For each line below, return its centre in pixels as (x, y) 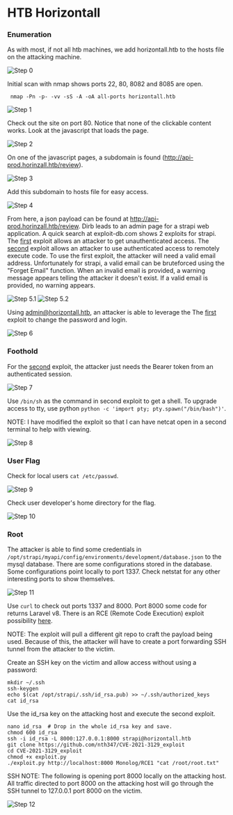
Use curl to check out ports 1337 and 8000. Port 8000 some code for (107, 606)
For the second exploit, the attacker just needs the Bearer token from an (110, 366)
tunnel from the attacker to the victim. (61, 649)
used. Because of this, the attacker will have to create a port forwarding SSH (117, 642)
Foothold (23, 351)
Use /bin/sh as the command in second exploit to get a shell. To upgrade (112, 401)
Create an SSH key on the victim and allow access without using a (102, 663)
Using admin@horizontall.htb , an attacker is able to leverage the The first (112, 312)
